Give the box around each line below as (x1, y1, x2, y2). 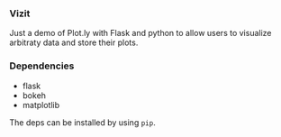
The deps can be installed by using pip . (9, 116, 156, 128)
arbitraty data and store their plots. (9, 37, 139, 48)
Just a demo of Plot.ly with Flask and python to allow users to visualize (9, 28, 272, 39)
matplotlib (22, 99, 60, 110)
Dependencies (9, 59, 75, 72)
